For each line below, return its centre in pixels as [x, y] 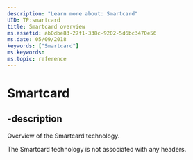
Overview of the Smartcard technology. [64, 136]
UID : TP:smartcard [34, 20]
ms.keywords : [26, 53]
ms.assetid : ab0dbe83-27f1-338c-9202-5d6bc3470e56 [82, 33]
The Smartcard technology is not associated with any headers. [97, 149]
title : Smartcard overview [46, 26]
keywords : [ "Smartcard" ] [43, 46]
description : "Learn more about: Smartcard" [73, 14]
